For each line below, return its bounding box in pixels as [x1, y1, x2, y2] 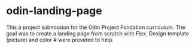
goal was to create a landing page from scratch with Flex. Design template [6, 30, 190, 37]
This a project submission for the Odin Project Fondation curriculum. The [6, 24, 185, 31]
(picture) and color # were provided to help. [6, 36, 114, 43]
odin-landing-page [6, 4, 103, 18]
